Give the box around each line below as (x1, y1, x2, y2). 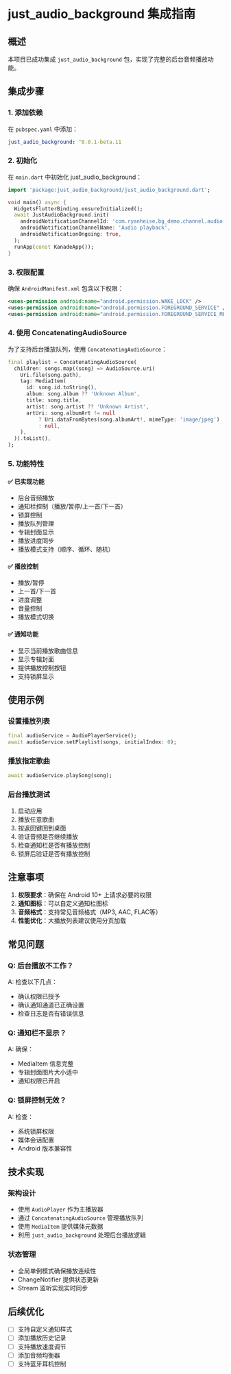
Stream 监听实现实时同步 (17, 1284, 88, 1292)
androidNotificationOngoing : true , (20, 231, 122, 238)
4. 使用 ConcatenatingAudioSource (8, 328, 127, 338)
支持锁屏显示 (17, 672, 54, 680)
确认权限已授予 (17, 992, 60, 1001)
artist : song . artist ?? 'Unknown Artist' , (25, 403, 149, 410)
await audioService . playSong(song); (8, 772, 112, 779)
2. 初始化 (8, 156, 38, 165)
